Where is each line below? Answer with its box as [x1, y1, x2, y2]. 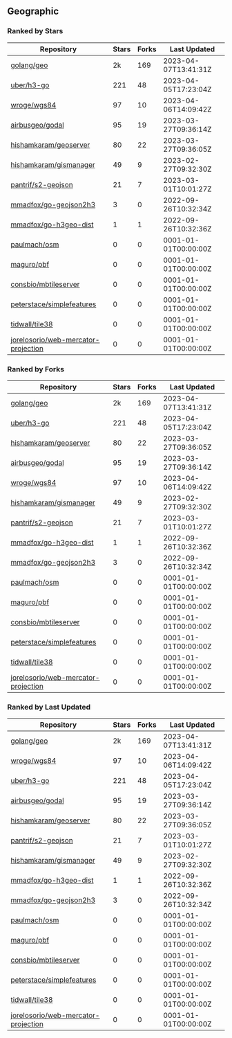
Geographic [7, 6, 59, 17]
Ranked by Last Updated [7, 702, 91, 712]
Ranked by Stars [7, 26, 64, 36]
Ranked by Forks [7, 364, 64, 373]
